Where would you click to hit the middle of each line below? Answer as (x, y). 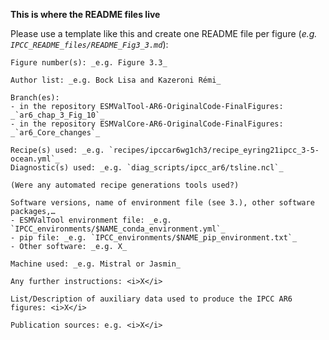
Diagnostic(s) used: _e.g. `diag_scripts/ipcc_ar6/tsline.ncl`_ (147, 168)
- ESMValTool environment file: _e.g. (91, 220)
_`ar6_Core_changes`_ (55, 133)
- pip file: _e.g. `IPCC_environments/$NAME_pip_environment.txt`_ (154, 238)
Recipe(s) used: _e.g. (57, 150)
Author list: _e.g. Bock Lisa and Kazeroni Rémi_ (116, 80)
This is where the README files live (85, 14)
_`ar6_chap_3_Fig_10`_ (57, 115)
